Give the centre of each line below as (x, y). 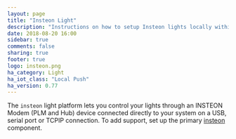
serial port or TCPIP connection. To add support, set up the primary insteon (116, 121)
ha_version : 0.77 (33, 86)
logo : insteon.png (34, 66)
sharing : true (28, 53)
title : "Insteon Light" (42, 20)
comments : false (31, 46)
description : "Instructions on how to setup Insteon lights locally (110, 27)
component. (25, 128)
